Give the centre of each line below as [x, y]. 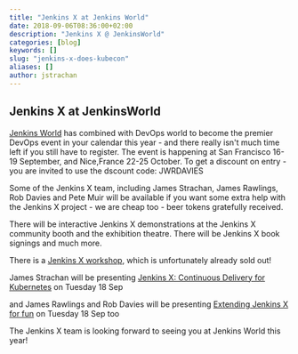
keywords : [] [33, 51]
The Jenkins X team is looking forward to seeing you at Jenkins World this [145, 331]
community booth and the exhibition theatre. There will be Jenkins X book [145, 233]
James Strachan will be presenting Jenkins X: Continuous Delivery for [137, 278]
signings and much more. [56, 243]
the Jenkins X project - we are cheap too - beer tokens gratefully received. [146, 206]
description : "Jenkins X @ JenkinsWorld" [87, 34]
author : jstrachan [43, 76]
